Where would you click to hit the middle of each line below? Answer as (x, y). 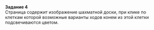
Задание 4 (17, 7)
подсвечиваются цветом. (32, 22)
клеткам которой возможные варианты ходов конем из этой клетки (77, 17)
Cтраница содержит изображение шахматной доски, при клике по (76, 12)
